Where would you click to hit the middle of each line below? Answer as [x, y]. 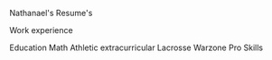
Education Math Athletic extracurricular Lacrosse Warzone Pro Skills [136, 47]
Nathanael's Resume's [51, 13]
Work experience [42, 30]
